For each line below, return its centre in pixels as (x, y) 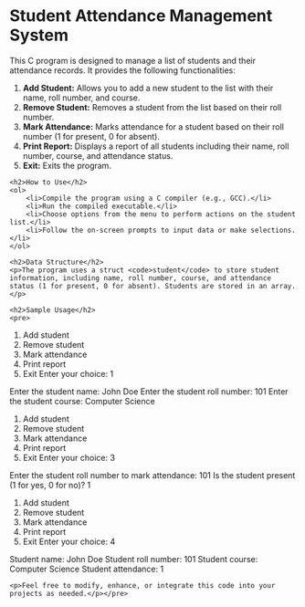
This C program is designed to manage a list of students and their (132, 60)
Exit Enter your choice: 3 (69, 457)
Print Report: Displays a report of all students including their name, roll (156, 146)
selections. (273, 230)
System (39, 35)
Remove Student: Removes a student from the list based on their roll (152, 107)
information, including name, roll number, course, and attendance (141, 278)
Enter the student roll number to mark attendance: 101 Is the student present (152, 475)
